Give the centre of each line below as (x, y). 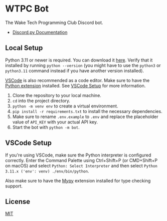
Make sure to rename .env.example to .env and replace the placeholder (85, 116)
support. (14, 186)
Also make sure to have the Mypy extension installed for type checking (78, 180)
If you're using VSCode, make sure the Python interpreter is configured (78, 155)
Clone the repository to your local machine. (57, 95)
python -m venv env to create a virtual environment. (65, 106)
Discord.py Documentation (40, 32)
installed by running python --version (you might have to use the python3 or (83, 65)
